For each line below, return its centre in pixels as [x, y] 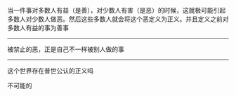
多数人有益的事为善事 [38, 28]
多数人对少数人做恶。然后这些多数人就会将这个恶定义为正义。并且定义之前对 [118, 19]
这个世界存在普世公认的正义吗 [50, 71]
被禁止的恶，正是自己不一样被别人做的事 [66, 49]
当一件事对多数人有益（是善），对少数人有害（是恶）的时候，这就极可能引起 [117, 10]
